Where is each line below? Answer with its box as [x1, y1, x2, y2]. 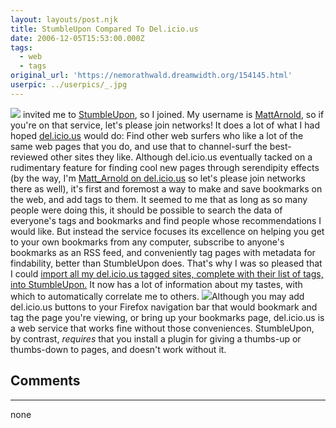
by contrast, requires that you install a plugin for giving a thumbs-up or [10, 332, 302, 345]
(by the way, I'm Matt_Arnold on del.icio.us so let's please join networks [10, 172, 306, 184]
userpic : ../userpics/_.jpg [10, 80, 128, 90]
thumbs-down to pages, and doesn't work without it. [10, 343, 227, 355]
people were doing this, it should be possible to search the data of [10, 204, 283, 216]
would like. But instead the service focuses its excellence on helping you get [10, 225, 325, 237]
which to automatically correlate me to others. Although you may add [10, 290, 305, 302]
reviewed [10, 151, 49, 163]
